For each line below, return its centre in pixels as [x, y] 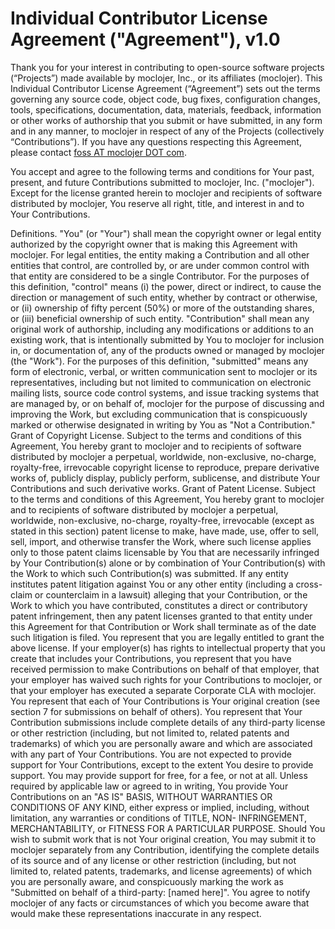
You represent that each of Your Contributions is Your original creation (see [165, 701]
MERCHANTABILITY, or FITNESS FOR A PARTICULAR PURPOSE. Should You [168, 828]
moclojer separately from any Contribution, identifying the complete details [165, 849]
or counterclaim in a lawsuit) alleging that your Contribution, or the [171, 594]
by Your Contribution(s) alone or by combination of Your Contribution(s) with [168, 563]
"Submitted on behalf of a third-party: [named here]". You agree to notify [160, 892]
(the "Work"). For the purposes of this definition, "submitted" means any [159, 361]
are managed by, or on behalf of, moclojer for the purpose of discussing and [167, 403]
